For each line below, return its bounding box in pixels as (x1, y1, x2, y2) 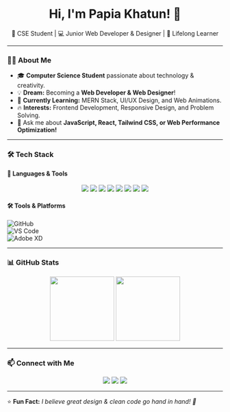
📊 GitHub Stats (7, 258, 60, 267)
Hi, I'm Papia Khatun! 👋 (49, 6, 181, 22)
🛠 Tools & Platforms (7, 202, 66, 210)
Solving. (16, 111, 40, 119)
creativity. (16, 82, 46, 90)
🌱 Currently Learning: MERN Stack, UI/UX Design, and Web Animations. (16, 96, 222, 105)
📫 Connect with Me (7, 358, 75, 367)
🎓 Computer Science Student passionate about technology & (16, 71, 194, 80)
